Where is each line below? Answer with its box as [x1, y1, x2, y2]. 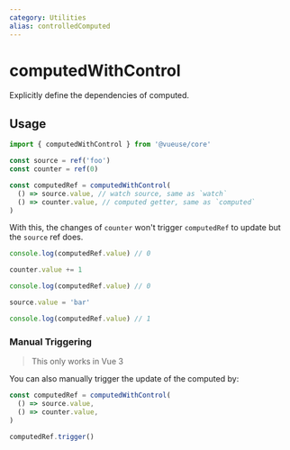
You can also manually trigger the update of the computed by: [9, 373, 240, 384]
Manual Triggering [9, 335, 93, 347]
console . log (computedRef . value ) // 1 [9, 314, 151, 323]
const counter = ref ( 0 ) [9, 165, 99, 174]
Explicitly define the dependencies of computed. [9, 90, 190, 101]
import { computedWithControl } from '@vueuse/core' [9, 140, 212, 149]
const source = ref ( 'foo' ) [9, 157, 111, 166]
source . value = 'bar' [9, 298, 91, 307]
